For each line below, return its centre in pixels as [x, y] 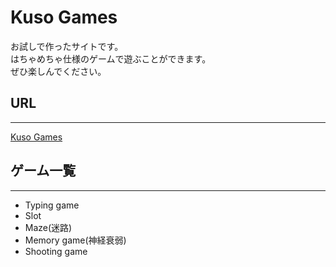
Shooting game [56, 251]
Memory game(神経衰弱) [75, 240]
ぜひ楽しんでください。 [58, 71]
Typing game [52, 205]
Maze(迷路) [48, 227]
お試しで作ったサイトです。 [67, 46]
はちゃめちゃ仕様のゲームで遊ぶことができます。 [111, 58]
